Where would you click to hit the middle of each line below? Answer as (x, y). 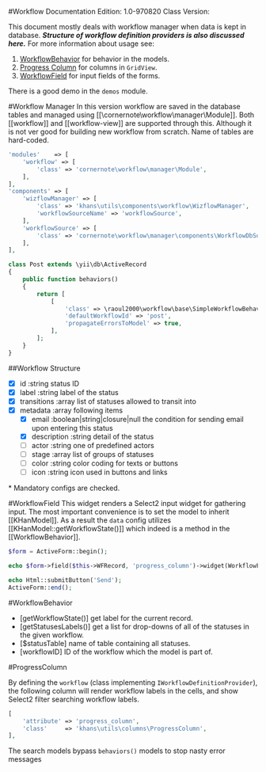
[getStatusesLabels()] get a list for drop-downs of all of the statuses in (134, 626)
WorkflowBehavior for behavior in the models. (95, 59)
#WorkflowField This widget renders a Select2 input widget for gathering (127, 504)
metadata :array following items (71, 410)
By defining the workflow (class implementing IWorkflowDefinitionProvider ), (133, 682)
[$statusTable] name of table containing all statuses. (105, 643)
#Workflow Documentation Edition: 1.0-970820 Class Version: (109, 11)
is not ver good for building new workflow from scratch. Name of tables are (131, 131)
